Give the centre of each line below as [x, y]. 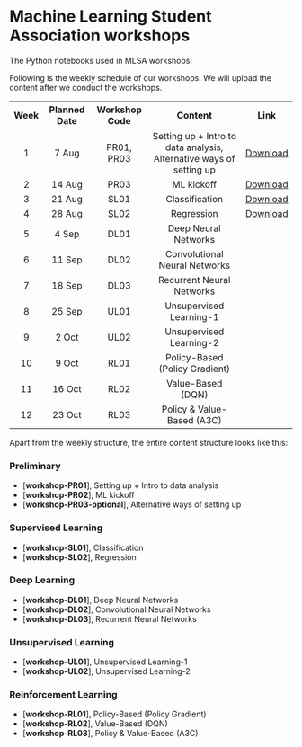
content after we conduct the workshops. [86, 87]
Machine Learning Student [111, 17]
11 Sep [67, 260]
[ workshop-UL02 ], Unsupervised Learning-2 [106, 671]
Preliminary [35, 466]
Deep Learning [42, 580]
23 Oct [67, 414]
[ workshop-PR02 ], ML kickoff [78, 495]
